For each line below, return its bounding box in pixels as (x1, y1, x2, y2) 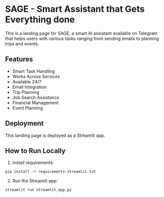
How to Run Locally (5, 147, 66, 155)
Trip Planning (12, 89, 40, 95)
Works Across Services (12, 73, 60, 79)
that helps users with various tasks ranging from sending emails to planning (5, 36, 159, 41)
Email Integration (12, 84, 47, 90)
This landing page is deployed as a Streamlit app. (5, 132, 105, 138)
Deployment (5, 119, 44, 128)
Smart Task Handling (12, 68, 55, 74)
